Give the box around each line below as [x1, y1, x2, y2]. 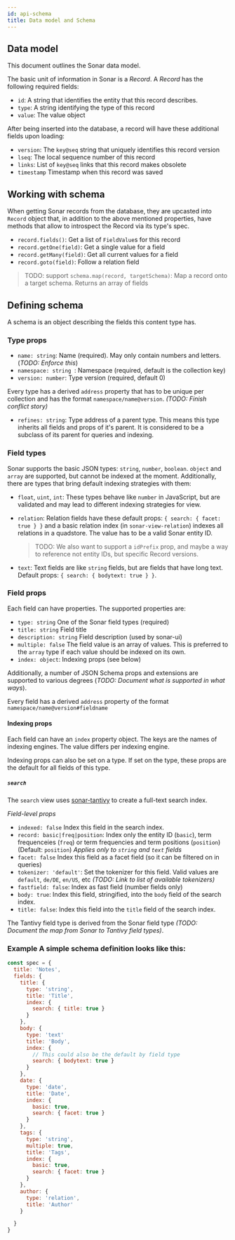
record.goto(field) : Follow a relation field [17, 258, 140, 267]
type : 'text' [25, 1031, 65, 1039]
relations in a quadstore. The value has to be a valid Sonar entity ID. [17, 528, 213, 537]
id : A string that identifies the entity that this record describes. [17, 96, 198, 105]
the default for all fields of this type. [7, 764, 111, 772]
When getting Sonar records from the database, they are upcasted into [7, 207, 212, 215]
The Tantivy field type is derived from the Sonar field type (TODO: [7, 919, 198, 927]
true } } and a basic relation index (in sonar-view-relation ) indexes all [17, 521, 224, 530]
